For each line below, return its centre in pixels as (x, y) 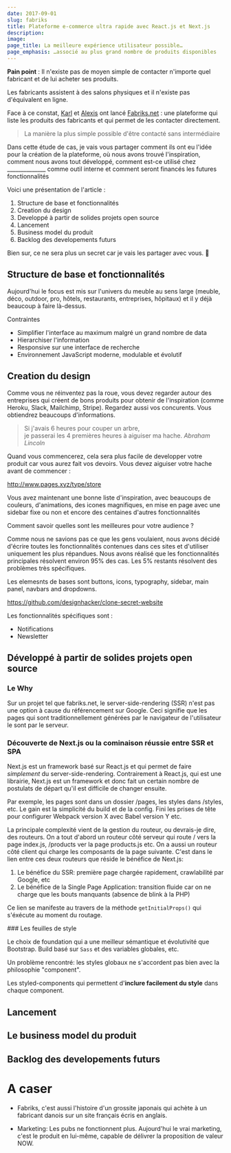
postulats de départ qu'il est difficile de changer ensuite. (87, 788)
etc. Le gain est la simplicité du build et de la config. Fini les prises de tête (112, 809)
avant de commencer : (39, 471)
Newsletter (33, 636)
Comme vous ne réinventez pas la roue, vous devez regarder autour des (109, 393)
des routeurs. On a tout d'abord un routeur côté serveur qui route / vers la (112, 837)
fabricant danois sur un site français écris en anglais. (92, 1115)
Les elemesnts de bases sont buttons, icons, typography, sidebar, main (108, 581)
